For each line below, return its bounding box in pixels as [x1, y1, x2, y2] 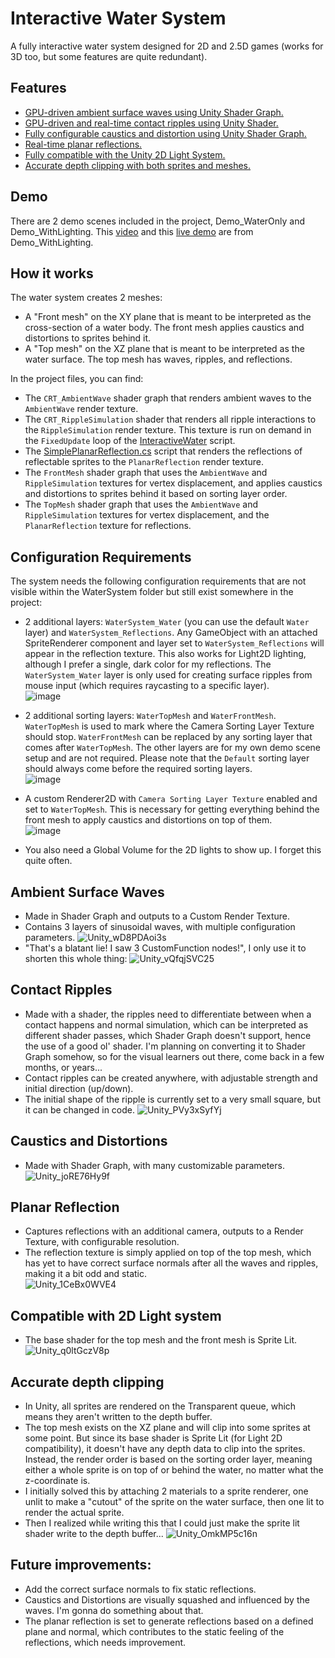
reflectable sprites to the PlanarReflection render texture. [24, 456, 264, 468]
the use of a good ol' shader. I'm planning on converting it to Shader [24, 1040, 306, 1052]
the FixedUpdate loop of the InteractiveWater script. [24, 435, 236, 447]
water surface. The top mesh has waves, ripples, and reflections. [24, 353, 293, 366]
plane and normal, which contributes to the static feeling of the [24, 1625, 285, 1637]
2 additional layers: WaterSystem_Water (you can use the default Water [24, 616, 310, 628]
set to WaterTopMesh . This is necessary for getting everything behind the [24, 803, 320, 816]
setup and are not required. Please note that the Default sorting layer [24, 752, 310, 764]
